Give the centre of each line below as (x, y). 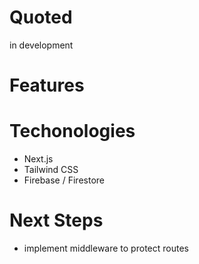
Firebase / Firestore (64, 180)
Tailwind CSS (51, 170)
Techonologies (72, 131)
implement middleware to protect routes (106, 248)
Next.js (38, 159)
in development (41, 45)
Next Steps (56, 220)
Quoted (41, 17)
